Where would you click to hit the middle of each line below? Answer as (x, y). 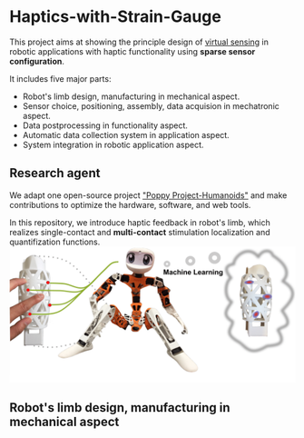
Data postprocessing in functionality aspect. (105, 125)
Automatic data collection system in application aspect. (126, 134)
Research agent (55, 173)
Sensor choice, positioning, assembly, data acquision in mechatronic (151, 105)
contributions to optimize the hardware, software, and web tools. (130, 204)
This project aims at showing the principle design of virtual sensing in (139, 42)
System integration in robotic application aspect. (113, 144)
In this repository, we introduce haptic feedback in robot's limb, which (140, 222)
